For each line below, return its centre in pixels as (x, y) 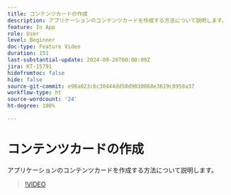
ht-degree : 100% (31, 106)
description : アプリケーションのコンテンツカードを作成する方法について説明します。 (117, 20)
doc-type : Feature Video (44, 47)
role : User (23, 34)
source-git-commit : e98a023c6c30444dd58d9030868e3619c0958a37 (101, 86)
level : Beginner (31, 40)
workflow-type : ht (34, 93)
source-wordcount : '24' (43, 100)
